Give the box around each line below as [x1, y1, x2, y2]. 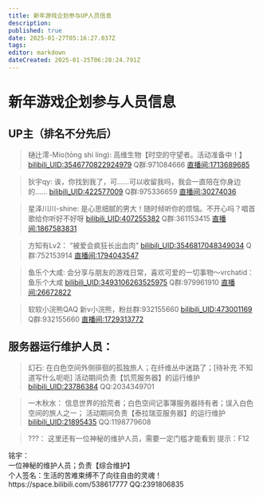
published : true [8, 26, 62, 34]
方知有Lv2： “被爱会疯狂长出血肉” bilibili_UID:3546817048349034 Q [27, 240, 252, 250]
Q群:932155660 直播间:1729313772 [27, 314, 144, 324]
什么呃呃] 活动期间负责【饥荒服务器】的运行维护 [41, 373, 201, 382]
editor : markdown [8, 49, 66, 57]
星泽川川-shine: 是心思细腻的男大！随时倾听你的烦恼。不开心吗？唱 [27, 203, 249, 213]
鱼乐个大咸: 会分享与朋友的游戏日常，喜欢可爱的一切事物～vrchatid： [27, 267, 255, 277]
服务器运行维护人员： [8, 340, 113, 353]
